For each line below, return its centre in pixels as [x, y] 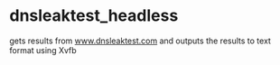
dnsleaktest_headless [94, 16]
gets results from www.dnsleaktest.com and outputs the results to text [140, 41]
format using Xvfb [43, 50]
